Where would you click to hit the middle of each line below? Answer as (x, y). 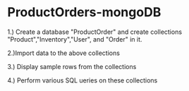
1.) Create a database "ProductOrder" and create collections (94, 32)
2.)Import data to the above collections (63, 53)
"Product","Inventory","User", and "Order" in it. (75, 39)
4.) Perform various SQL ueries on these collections (83, 80)
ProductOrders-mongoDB (84, 12)
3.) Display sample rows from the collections (72, 66)
